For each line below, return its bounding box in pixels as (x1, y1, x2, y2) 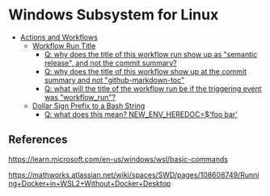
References (8, 133, 68, 147)
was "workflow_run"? (44, 92, 116, 102)
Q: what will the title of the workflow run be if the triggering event (44, 83, 262, 94)
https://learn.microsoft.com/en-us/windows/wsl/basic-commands (8, 154, 229, 164)
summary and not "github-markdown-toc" (44, 75, 185, 85)
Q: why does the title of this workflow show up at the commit (44, 66, 247, 76)
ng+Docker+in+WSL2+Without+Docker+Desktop (8, 178, 171, 188)
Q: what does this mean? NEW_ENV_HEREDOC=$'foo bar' (44, 109, 238, 119)
